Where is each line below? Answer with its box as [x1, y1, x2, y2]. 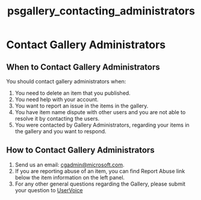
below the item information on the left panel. [14, 174, 125, 181]
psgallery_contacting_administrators [7, 4, 196, 18]
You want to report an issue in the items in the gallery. [14, 102, 149, 109]
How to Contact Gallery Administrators [6, 145, 155, 156]
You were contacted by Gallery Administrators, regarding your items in [14, 121, 190, 129]
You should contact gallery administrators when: [6, 78, 126, 85]
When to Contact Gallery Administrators [6, 62, 161, 72]
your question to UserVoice [14, 186, 83, 193]
